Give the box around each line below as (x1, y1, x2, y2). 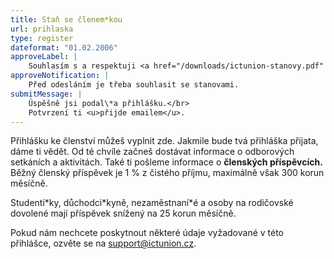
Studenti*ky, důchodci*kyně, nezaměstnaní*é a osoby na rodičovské (10, 197, 294, 209)
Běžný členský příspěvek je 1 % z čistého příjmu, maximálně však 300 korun (10, 167, 325, 179)
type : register (10, 33, 74, 43)
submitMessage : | (10, 89, 83, 99)
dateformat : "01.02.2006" (10, 42, 118, 53)
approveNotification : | (10, 71, 110, 81)
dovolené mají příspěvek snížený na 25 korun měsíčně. (10, 207, 237, 220)
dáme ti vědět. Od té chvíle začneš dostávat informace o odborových (10, 146, 295, 158)
